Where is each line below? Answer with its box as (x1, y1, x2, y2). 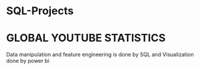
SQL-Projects (6, 4, 74, 18)
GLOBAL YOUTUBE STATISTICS (6, 31, 166, 45)
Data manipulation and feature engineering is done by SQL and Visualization (6, 51, 194, 58)
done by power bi (6, 58, 50, 65)
